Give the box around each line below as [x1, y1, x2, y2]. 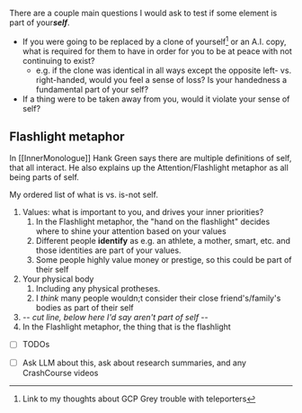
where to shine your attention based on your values [35, 226, 226, 237]
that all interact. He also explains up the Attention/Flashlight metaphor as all [9, 162, 289, 174]
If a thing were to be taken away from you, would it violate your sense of [22, 94, 290, 104]
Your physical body [22, 274, 94, 284]
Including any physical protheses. [35, 283, 161, 294]
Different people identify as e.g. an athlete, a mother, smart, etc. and [35, 236, 290, 247]
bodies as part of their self [35, 302, 135, 313]
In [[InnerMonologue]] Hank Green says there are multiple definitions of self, [9, 153, 292, 164]
